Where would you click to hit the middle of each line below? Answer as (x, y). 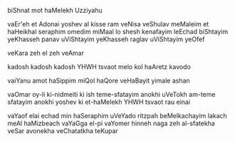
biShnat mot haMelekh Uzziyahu (55, 10)
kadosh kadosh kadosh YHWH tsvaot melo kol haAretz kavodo (99, 67)
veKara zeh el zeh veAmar (46, 53)
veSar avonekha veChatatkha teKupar (63, 131)
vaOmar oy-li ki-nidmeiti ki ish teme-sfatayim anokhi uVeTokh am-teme (111, 94)
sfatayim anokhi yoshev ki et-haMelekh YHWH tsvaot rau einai (99, 102)
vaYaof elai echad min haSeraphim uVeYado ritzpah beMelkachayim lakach (117, 116)
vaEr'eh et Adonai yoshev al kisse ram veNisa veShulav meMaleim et (108, 24)
